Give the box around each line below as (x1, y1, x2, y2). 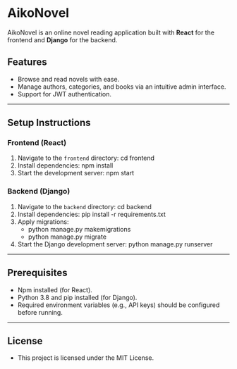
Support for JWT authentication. (17, 89, 111, 98)
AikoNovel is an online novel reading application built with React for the (7, 28, 215, 37)
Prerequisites (7, 267, 68, 279)
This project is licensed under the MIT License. (17, 354, 154, 362)
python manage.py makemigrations (28, 225, 131, 233)
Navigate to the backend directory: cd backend (17, 202, 152, 211)
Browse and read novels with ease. (17, 75, 120, 83)
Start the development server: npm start (17, 169, 135, 177)
